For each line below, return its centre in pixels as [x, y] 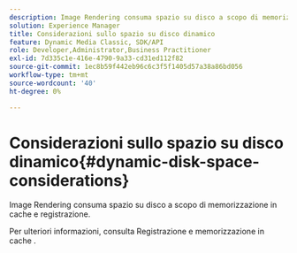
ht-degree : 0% [35, 91]
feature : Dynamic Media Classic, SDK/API [87, 42]
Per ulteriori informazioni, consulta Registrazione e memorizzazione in [137, 232]
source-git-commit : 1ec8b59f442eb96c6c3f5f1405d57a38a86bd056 [126, 67]
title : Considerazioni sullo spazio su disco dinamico [112, 34]
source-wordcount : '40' [53, 83]
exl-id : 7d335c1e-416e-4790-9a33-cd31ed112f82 [96, 58]
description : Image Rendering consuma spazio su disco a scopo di [134, 17]
